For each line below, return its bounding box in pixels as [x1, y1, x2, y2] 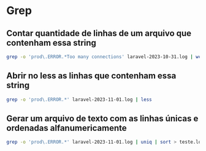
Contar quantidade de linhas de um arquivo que [6, 28, 192, 39]
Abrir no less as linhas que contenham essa [6, 71, 177, 81]
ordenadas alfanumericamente [6, 123, 127, 133]
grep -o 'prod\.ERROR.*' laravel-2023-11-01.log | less [6, 96, 152, 103]
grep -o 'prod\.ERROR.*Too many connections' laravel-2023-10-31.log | [6, 54, 193, 60]
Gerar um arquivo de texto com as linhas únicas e [6, 113, 199, 123]
